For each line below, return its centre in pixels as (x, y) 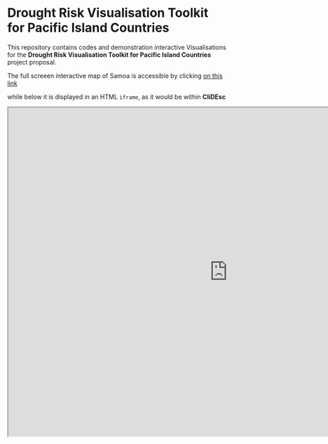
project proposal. (32, 62)
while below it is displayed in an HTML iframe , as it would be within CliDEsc (117, 97)
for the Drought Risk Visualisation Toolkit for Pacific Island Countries (109, 55)
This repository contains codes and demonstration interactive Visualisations (117, 47)
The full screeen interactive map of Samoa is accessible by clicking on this (115, 76)
